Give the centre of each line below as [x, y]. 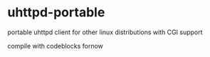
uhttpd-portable [56, 12]
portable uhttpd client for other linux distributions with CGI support [105, 32]
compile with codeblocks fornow [55, 46]
